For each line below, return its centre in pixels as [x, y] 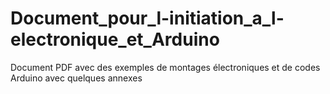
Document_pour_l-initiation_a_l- [147, 18]
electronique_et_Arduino [115, 39]
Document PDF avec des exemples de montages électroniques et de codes [165, 67]
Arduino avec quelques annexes [76, 78]
